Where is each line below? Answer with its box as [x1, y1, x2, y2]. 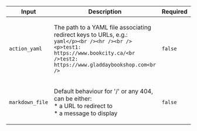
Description [88, 8, 122, 15]
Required [161, 8, 188, 15]
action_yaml [9, 45, 43, 52]
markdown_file [9, 99, 49, 105]
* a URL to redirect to [53, 102, 113, 110]
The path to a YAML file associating [53, 23, 151, 31]
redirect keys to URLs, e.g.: [53, 31, 128, 39]
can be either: [53, 95, 92, 102]
